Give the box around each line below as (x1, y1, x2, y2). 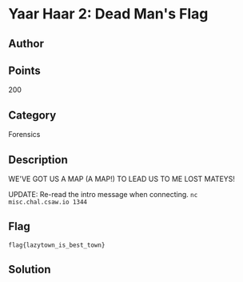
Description (8, 153, 68, 167)
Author (8, 37, 44, 50)
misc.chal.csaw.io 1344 (8, 198, 88, 207)
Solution (8, 263, 51, 276)
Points (8, 63, 42, 77)
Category (8, 108, 57, 122)
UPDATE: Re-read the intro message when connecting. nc (8, 190, 198, 199)
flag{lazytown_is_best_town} (8, 241, 106, 249)
